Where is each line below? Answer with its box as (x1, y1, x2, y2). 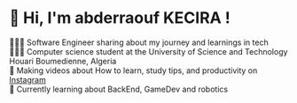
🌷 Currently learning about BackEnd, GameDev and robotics (9, 84, 229, 94)
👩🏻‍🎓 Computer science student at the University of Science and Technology (9, 46, 288, 56)
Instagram (9, 74, 46, 85)
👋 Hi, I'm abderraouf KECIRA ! (9, 8, 231, 28)
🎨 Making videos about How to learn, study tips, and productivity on (9, 65, 258, 76)
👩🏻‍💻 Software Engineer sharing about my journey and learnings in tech (9, 37, 269, 48)
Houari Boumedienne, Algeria (9, 55, 117, 66)
